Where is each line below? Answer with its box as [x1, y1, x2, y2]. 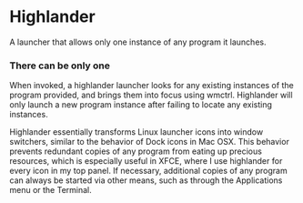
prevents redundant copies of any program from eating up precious [9, 146, 262, 157]
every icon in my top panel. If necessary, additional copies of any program [9, 166, 288, 177]
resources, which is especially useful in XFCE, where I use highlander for [9, 156, 283, 167]
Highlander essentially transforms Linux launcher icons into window [9, 127, 264, 137]
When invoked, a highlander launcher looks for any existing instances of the [9, 80, 294, 91]
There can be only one [9, 59, 111, 72]
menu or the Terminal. [9, 185, 93, 196]
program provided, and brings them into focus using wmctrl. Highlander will [9, 89, 293, 101]
